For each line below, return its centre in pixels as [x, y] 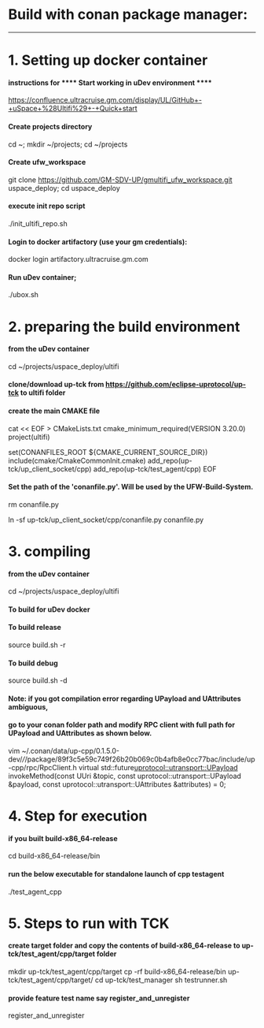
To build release [35, 628]
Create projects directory [50, 126]
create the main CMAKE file [54, 411]
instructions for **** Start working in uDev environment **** [110, 82]
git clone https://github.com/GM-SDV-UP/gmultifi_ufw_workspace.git [121, 180]
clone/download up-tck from [56, 385]
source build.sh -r [37, 645]
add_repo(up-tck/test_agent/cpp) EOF [155, 469]
